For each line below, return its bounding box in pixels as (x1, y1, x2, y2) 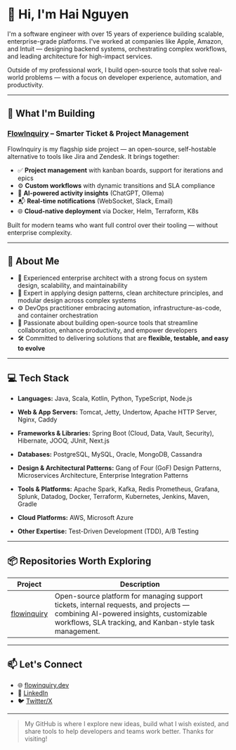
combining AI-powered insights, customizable (54, 609, 207, 618)
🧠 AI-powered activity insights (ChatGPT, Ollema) (17, 189, 164, 197)
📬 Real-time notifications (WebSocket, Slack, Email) (17, 196, 173, 205)
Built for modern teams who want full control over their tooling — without (7, 221, 218, 229)
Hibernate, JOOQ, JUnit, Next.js (17, 436, 110, 445)
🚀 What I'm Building (7, 108, 96, 120)
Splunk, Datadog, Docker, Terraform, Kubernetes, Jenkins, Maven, (17, 492, 210, 501)
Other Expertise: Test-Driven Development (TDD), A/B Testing (17, 527, 199, 535)
